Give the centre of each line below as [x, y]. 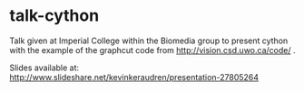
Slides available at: [44, 68]
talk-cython [54, 16]
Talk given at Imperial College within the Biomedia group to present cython [149, 41]
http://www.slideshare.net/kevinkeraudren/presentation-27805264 [134, 77]
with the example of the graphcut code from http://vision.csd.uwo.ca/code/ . [152, 50]
